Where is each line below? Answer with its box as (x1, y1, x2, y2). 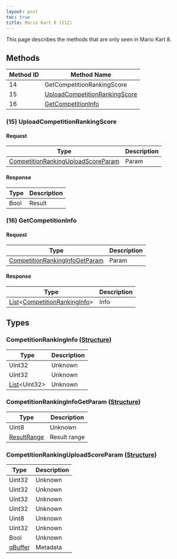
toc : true (6, 14, 31, 20)
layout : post (6, 8, 38, 15)
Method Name (70, 70, 112, 79)
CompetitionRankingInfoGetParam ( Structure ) (6, 398, 141, 406)
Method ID (9, 70, 40, 79)
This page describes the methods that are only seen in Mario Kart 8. (6, 36, 172, 43)
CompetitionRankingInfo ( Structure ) (6, 336, 112, 344)
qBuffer (9, 543, 30, 551)
